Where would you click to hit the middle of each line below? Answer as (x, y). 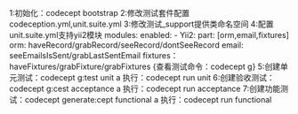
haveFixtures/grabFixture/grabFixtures (80, 66)
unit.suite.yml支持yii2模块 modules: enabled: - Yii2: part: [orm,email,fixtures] (149, 35)
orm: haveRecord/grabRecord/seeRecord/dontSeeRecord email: (126, 45)
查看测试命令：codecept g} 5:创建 (218, 66)
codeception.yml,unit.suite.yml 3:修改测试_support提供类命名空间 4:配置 (141, 24)
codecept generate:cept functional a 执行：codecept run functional (148, 99)
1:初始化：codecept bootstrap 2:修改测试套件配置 (100, 13)
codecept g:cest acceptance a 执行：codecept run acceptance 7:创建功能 (145, 88)
